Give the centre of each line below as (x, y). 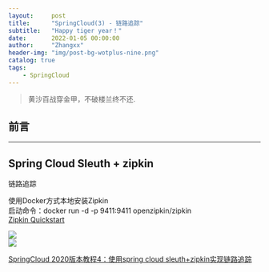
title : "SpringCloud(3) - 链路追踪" (76, 23)
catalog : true (32, 61)
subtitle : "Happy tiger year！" (65, 30)
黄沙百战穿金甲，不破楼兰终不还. (82, 99)
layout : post (37, 16)
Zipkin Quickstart (37, 220)
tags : (17, 68)
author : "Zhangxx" (46, 46)
